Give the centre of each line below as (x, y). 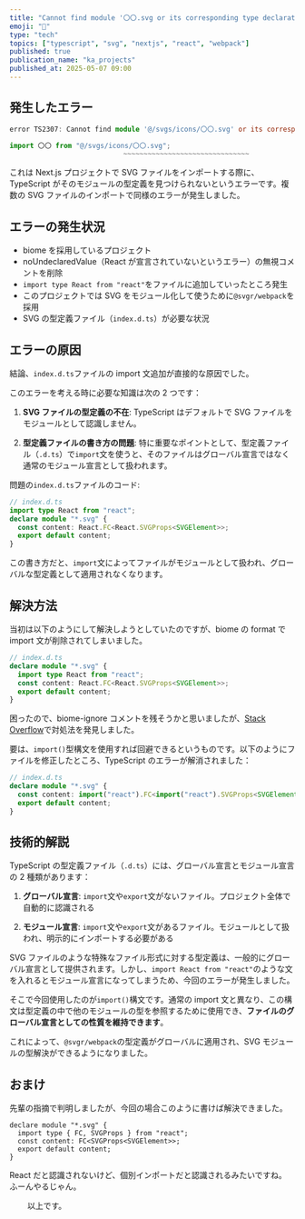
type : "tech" (34, 35)
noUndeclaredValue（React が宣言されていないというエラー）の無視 (151, 262)
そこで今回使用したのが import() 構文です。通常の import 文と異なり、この (147, 1000)
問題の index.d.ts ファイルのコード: (75, 485)
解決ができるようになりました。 (93, 1053)
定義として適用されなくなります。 (104, 575)
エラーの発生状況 (57, 227)
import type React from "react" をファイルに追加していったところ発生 (155, 285)
